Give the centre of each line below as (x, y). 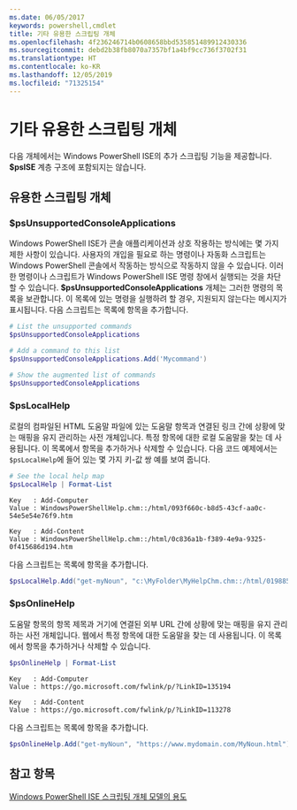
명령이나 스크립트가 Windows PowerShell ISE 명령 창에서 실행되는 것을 (141, 277)
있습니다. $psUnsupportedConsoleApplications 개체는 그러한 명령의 (151, 287)
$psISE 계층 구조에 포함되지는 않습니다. (78, 167)
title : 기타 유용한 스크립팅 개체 (62, 34)
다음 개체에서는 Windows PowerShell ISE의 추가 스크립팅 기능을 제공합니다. (141, 156)
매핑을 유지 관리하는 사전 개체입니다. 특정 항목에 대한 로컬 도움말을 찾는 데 (145, 437)
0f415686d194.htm (41, 546)
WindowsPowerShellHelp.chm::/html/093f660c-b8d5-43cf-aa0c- (154, 508)
